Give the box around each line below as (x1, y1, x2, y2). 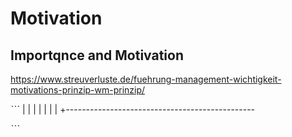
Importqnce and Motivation (10, 47, 184, 64)
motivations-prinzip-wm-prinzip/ (10, 84, 146, 96)
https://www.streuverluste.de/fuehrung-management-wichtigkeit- (10, 73, 282, 85)
